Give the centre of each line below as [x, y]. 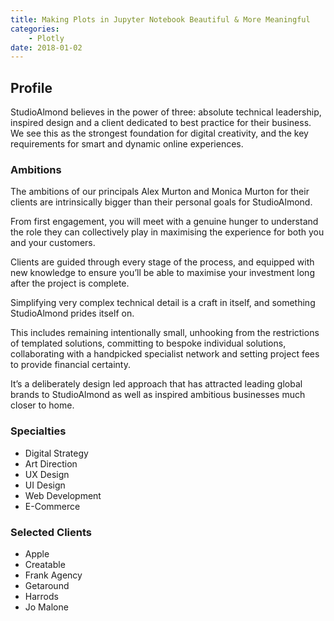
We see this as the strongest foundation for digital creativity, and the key [159, 133]
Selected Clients [51, 532]
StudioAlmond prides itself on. [72, 313]
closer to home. [42, 405]
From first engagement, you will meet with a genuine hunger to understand [164, 222]
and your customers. [53, 243]
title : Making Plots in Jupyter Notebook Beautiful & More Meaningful [160, 19]
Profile [31, 87]
